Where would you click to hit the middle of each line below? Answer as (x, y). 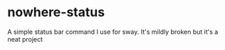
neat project (25, 39)
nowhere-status (56, 12)
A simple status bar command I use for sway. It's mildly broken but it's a (113, 32)
